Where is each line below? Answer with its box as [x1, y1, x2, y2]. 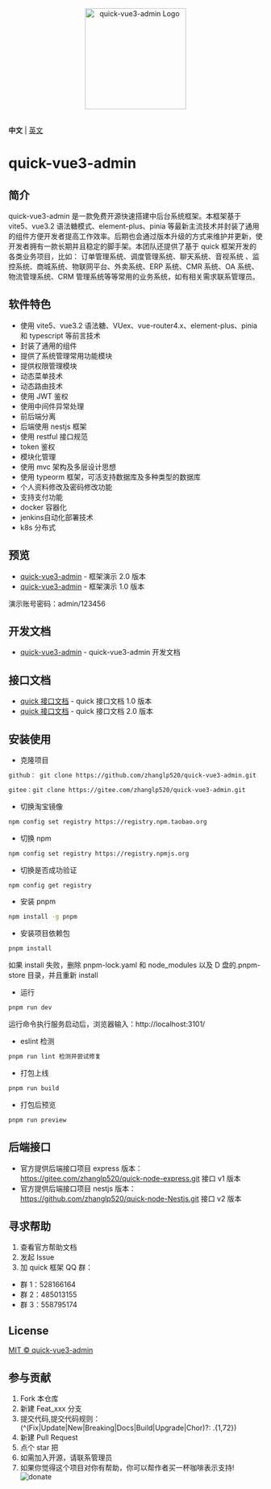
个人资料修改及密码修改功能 [19, 482, 113, 492]
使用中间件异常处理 [19, 401, 85, 411]
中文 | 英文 [8, 125, 44, 135]
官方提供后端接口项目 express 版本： [19, 1163, 143, 1173]
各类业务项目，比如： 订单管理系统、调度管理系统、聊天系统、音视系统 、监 [8, 252, 260, 261]
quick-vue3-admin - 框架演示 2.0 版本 [19, 571, 147, 581]
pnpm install [8, 945, 52, 953]
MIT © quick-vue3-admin [8, 1345, 94, 1355]
